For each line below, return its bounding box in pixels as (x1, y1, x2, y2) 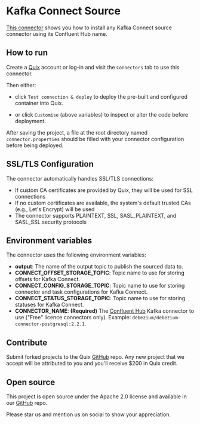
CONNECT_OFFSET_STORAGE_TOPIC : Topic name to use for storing (14, 269, 185, 276)
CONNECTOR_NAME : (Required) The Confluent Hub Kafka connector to (14, 307, 195, 315)
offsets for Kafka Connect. (14, 276, 81, 283)
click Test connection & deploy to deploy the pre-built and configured (14, 93, 188, 100)
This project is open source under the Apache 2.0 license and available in (6, 393, 187, 400)
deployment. (14, 117, 46, 124)
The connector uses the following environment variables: (6, 251, 146, 258)
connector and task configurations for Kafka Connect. (14, 288, 148, 295)
